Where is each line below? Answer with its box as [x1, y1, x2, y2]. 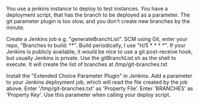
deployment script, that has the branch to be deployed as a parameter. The [6, 11, 191, 18]
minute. [6, 24, 25, 31]
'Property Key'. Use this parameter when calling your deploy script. [6, 92, 171, 98]
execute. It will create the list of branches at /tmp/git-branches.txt [6, 61, 168, 68]
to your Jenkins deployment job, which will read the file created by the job [6, 78, 188, 86]
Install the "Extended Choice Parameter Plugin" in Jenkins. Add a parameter [6, 73, 192, 79]
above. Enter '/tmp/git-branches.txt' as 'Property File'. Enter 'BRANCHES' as [6, 85, 194, 92]
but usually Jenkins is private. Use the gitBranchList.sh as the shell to [6, 55, 176, 61]
